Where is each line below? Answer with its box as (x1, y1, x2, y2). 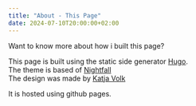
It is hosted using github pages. (8, 88, 112, 98)
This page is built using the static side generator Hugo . (8, 57, 189, 66)
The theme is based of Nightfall (8, 65, 112, 74)
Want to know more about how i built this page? (8, 41, 165, 50)
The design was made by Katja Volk (8, 73, 126, 83)
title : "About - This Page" (8, 11, 102, 20)
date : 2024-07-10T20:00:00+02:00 (8, 19, 120, 27)
